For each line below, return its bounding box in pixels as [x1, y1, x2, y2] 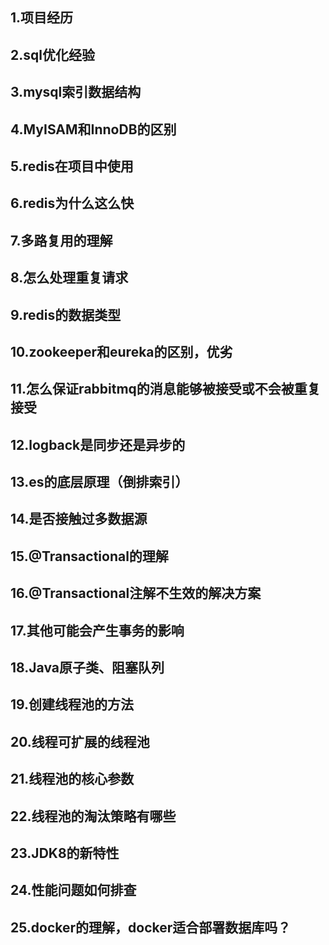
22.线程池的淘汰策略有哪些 [10, 808, 177, 825]
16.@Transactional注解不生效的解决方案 [10, 585, 262, 602]
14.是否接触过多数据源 [10, 511, 148, 528]
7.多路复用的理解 [10, 232, 113, 249]
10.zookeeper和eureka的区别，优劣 [10, 343, 233, 360]
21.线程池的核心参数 [10, 771, 135, 788]
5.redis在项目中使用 [10, 158, 134, 175]
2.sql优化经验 [10, 46, 95, 63]
